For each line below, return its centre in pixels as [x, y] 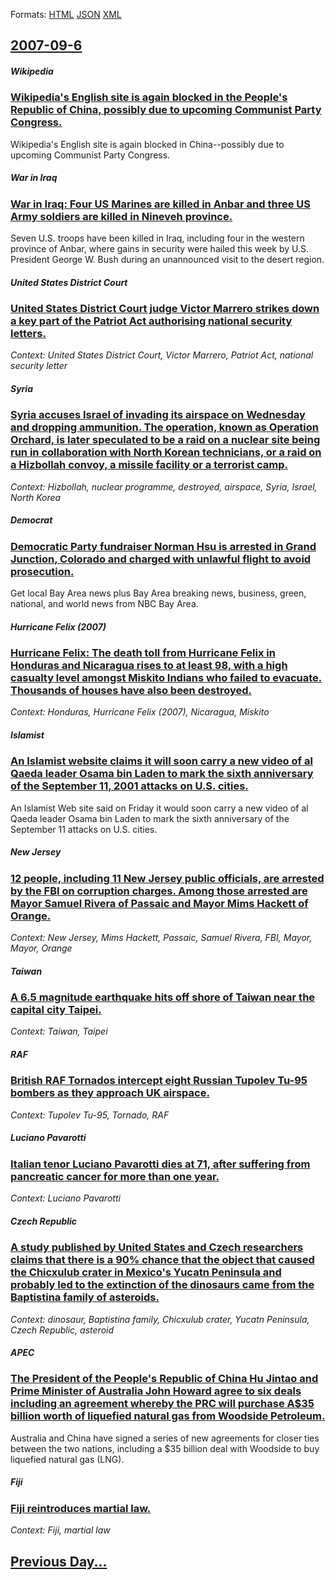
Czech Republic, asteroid [62, 1330]
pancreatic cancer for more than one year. [115, 1176]
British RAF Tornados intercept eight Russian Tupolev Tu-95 [159, 1081]
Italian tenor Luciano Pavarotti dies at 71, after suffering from [160, 1164]
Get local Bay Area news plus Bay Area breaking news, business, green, [158, 593]
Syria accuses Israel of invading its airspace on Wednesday [158, 415]
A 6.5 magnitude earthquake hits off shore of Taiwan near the [163, 997]
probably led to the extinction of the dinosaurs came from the [162, 1285]
